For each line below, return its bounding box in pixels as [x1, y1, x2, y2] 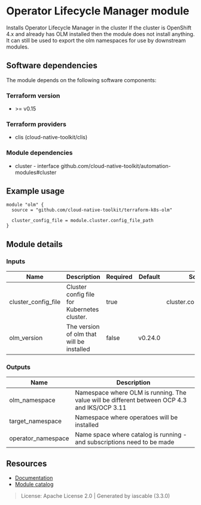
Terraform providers [6, 120, 67, 128]
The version [66, 323, 100, 331]
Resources [6, 458, 47, 468]
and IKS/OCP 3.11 [74, 404, 127, 412]
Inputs [6, 257, 26, 265]
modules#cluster [14, 169, 57, 176]
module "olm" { [6, 202, 44, 208]
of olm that [66, 330, 97, 338]
